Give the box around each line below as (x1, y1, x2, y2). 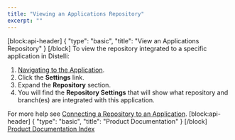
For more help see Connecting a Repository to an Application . (7, 109, 187, 118)
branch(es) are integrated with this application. (17, 95, 155, 104)
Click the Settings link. (17, 72, 84, 82)
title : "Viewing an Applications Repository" (7, 10, 144, 18)
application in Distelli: (7, 51, 70, 60)
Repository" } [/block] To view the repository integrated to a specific (7, 44, 207, 53)
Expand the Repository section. (17, 80, 111, 89)
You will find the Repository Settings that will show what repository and (17, 88, 229, 97)
